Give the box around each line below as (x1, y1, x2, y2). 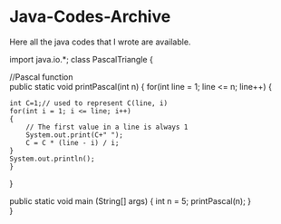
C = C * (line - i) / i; (25, 138, 120, 147)
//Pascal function (9, 71, 73, 83)
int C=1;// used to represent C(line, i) (9, 98, 169, 108)
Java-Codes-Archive (9, 6, 171, 27)
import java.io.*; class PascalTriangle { (9, 54, 154, 64)
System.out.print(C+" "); (25, 130, 124, 140)
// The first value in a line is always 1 (25, 122, 189, 131)
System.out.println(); (9, 154, 95, 163)
